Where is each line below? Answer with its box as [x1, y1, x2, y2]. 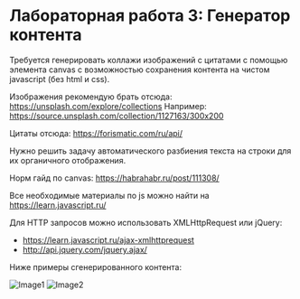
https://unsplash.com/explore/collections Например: [9, 100, 207, 111]
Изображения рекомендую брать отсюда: [9, 91, 173, 102]
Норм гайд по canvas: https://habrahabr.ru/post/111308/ [9, 173, 220, 183]
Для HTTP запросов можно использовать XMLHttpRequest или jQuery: [9, 217, 283, 228]
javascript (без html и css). [9, 73, 110, 84]
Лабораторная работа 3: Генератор [9, 5, 291, 26]
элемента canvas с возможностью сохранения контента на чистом [9, 64, 270, 75]
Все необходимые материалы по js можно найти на [9, 190, 210, 201]
